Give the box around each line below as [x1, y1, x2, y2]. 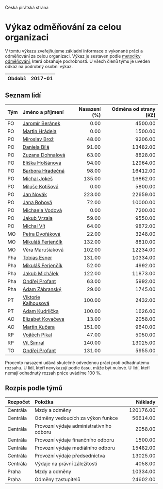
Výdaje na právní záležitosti [34, 460, 98, 467]
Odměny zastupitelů [34, 476, 81, 483]
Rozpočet [7, 399, 30, 405]
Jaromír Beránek [22, 120, 61, 126]
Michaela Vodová [22, 207, 62, 213]
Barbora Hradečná [22, 167, 65, 174]
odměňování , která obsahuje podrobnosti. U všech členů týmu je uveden [5, 58, 150, 64]
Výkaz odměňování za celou [5, 22, 121, 33]
